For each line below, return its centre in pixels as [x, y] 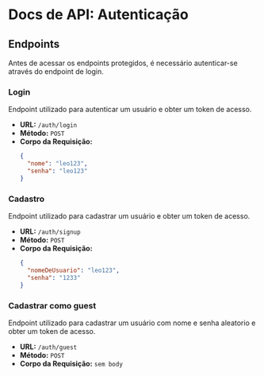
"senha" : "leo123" [57, 171]
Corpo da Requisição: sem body [71, 363]
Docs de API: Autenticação [98, 15]
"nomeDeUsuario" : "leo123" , [74, 270]
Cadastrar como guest [52, 305]
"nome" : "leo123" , [57, 164]
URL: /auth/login [48, 125]
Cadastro [27, 199]
